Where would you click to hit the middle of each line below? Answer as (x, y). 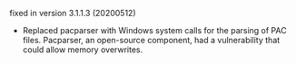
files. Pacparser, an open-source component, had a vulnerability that (151, 40)
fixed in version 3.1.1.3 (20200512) (73, 13)
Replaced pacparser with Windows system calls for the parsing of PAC (155, 30)
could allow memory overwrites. (83, 50)
